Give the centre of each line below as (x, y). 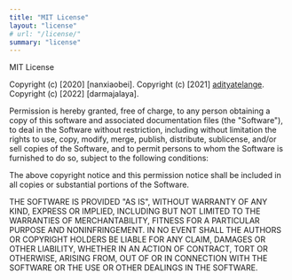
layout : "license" (43, 26)
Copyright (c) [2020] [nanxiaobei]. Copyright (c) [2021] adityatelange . (137, 84)
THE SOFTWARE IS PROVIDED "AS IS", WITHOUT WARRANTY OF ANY (138, 202)
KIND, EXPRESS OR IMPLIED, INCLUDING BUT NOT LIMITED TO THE (135, 211)
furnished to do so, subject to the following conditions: (109, 158)
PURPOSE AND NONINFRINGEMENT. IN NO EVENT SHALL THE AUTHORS (146, 230)
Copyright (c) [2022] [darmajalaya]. (74, 94)
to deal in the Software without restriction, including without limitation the (143, 130)
